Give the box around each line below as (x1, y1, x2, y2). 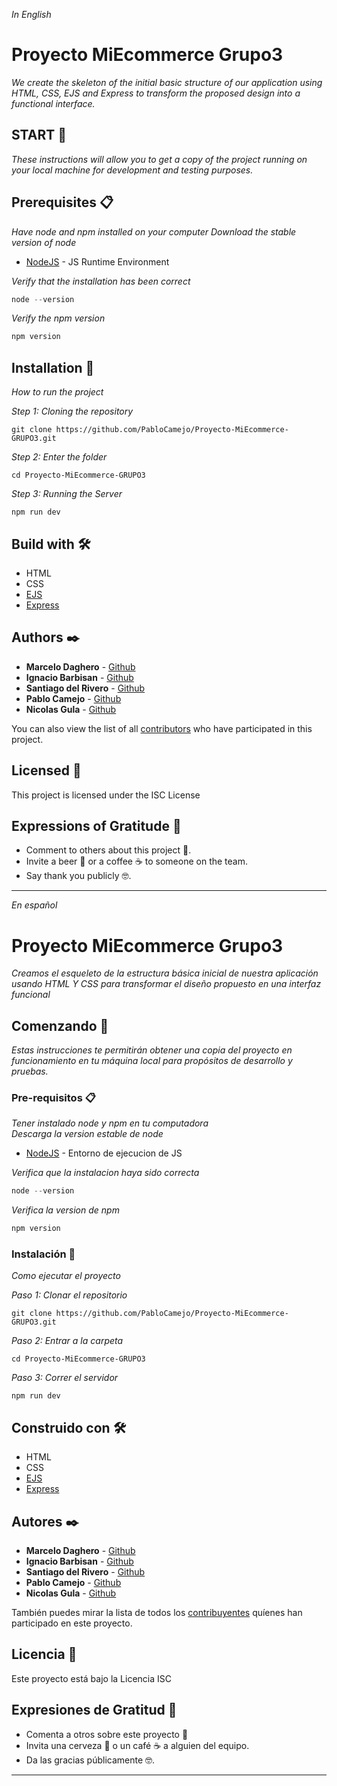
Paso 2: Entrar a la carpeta (11, 1335, 124, 1347)
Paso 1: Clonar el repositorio (11, 1289, 128, 1301)
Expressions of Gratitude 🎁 (11, 817, 182, 834)
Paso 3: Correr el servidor (11, 1372, 119, 1384)
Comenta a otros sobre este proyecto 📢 (25, 1728, 189, 1740)
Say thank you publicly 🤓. (25, 870, 132, 882)
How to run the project (11, 386, 104, 398)
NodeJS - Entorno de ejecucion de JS (25, 1147, 183, 1159)
